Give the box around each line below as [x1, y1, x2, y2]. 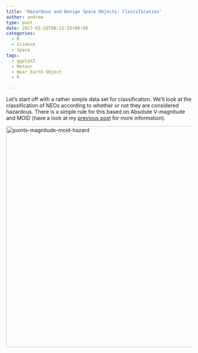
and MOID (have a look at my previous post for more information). [6, 114, 166, 121]
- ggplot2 [11, 58, 35, 64]
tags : [6, 52, 19, 58]
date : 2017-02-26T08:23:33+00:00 [6, 25, 88, 31]
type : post [6, 19, 33, 25]
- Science [11, 42, 35, 48]
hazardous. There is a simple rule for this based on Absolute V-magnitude [6, 108, 186, 116]
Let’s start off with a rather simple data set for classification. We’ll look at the [6, 95, 192, 103]
